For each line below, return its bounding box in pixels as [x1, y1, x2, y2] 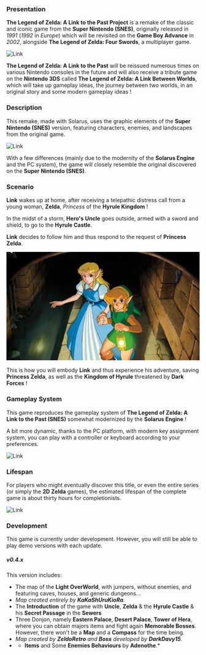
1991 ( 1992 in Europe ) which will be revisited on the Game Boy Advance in [6, 32, 194, 39]
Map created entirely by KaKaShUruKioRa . [15, 596, 125, 604]
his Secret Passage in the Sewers [15, 609, 102, 617]
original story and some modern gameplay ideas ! [6, 88, 132, 96]
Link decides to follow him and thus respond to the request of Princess [6, 233, 187, 240]
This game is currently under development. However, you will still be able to [6, 536, 198, 543]
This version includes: [6, 572, 62, 579]
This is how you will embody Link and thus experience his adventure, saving [6, 366, 199, 374]
